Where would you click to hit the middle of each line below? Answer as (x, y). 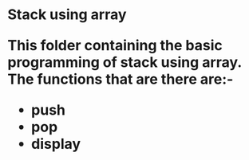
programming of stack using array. (125, 62)
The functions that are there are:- (121, 79)
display (56, 144)
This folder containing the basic (115, 46)
